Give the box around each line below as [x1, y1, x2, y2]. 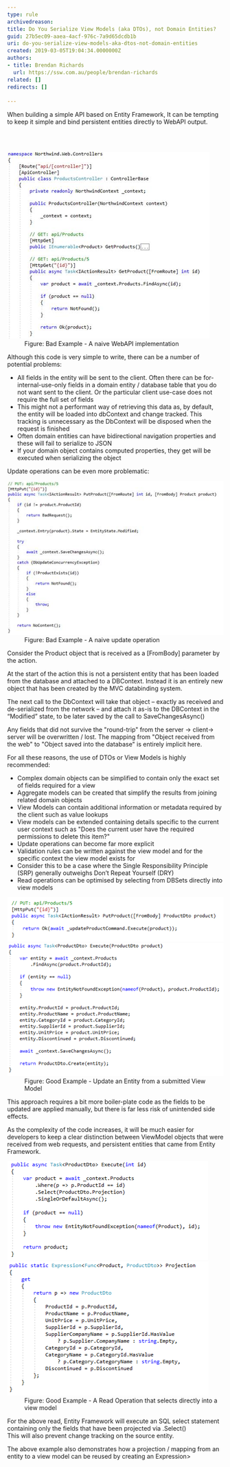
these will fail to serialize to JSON [16, 440, 112, 448]
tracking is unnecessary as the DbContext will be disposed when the [16, 418, 211, 426]
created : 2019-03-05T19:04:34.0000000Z [7, 47, 122, 54]
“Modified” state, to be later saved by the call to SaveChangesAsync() [7, 712, 205, 720]
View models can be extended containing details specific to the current [16, 818, 219, 826]
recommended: [7, 761, 50, 769]
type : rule [7, 11, 38, 18]
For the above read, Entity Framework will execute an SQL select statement [7, 1417, 220, 1425]
